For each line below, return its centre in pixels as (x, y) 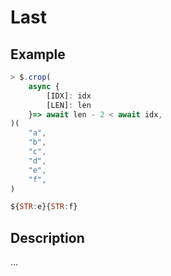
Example (38, 54)
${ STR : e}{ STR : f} (44, 207)
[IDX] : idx (69, 96)
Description (47, 237)
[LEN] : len (69, 105)
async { (44, 86)
